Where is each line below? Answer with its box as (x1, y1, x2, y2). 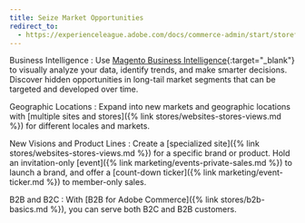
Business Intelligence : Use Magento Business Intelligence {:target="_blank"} (9, 55, 295, 66)
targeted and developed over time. (9, 83, 139, 95)
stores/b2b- (220, 194, 265, 205)
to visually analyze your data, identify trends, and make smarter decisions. (9, 64, 288, 75)
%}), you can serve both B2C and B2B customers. (49, 204, 238, 215)
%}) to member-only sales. (45, 177, 147, 188)
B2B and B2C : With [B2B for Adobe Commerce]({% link (9, 194, 219, 205)
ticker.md (9, 177, 44, 188)
